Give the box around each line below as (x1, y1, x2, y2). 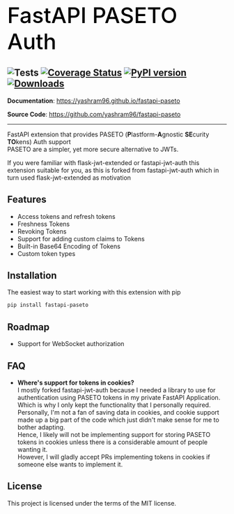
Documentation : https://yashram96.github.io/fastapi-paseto (7, 97, 180, 105)
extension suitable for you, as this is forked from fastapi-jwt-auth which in (7, 166, 219, 174)
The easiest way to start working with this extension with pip (7, 288, 181, 297)
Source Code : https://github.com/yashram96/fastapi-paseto (7, 110, 181, 118)
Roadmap (7, 321, 50, 333)
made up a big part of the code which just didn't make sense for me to (17, 415, 219, 424)
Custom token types (17, 249, 76, 257)
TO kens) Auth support (7, 137, 71, 145)
